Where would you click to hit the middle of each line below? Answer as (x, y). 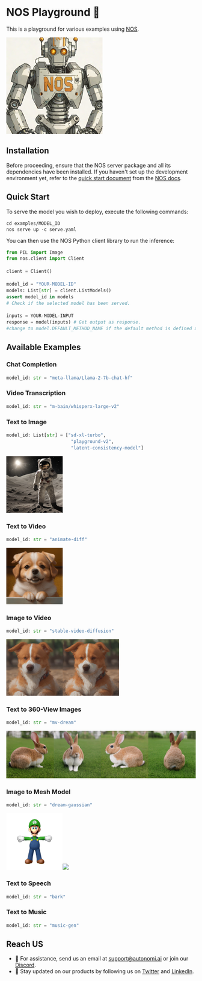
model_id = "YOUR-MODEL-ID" (41, 284)
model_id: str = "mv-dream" (41, 722)
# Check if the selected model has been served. (68, 303)
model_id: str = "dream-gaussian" (50, 805)
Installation (28, 151)
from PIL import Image (35, 252)
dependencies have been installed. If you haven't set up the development (97, 172)
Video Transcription (36, 393)
